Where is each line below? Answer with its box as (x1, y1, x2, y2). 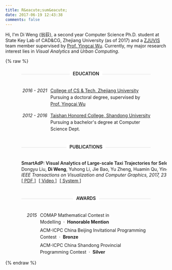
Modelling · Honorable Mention (40, 219, 109, 225)
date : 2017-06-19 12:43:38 (5, 12, 63, 17)
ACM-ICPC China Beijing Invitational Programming (40, 227, 146, 233)
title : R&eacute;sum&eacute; (5, 7, 68, 13)
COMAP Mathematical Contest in (40, 212, 110, 218)
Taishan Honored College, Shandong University (50, 112, 151, 119)
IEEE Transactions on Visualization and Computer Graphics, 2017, (21, 172, 160, 178)
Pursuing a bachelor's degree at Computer (50, 119, 141, 125)
